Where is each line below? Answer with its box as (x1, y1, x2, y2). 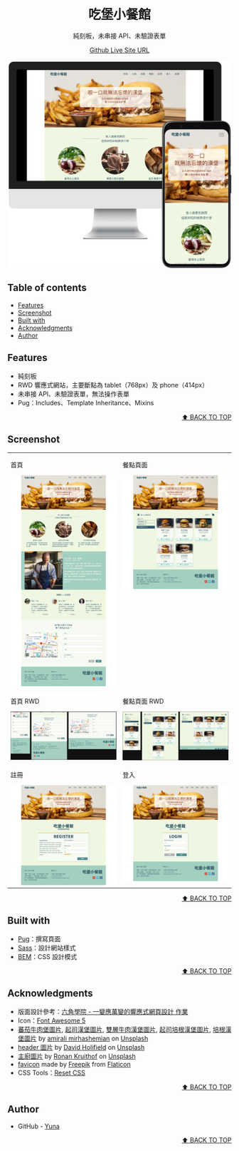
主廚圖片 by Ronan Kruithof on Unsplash (17, 1052, 137, 1060)
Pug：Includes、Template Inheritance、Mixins (17, 398, 154, 407)
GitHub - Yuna (17, 1122, 60, 1131)
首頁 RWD (10, 696, 40, 705)
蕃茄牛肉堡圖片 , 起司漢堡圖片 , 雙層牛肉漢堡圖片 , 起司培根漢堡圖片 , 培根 (17, 1025, 225, 1033)
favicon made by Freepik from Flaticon (17, 1060, 131, 1068)
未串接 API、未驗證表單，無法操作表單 (17, 390, 130, 398)
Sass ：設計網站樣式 (17, 943, 76, 952)
